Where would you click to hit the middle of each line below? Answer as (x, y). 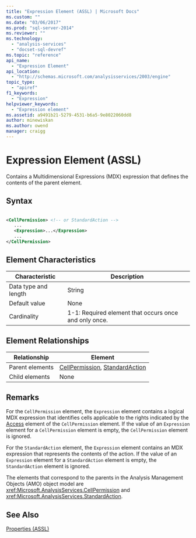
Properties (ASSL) (28, 529)
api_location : (23, 71)
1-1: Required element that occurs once (123, 313)
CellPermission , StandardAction (103, 367)
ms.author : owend (27, 126)
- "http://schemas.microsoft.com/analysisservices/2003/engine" (91, 77)
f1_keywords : (22, 93)
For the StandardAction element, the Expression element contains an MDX (94, 448)
